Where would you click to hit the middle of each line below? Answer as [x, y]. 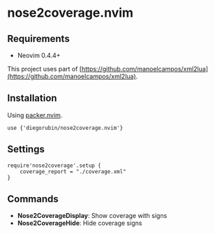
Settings [26, 149]
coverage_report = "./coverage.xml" [73, 171]
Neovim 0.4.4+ [39, 55]
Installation [32, 98]
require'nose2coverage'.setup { [54, 166]
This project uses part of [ [45, 69]
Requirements [38, 39]
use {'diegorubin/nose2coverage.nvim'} [65, 128]
